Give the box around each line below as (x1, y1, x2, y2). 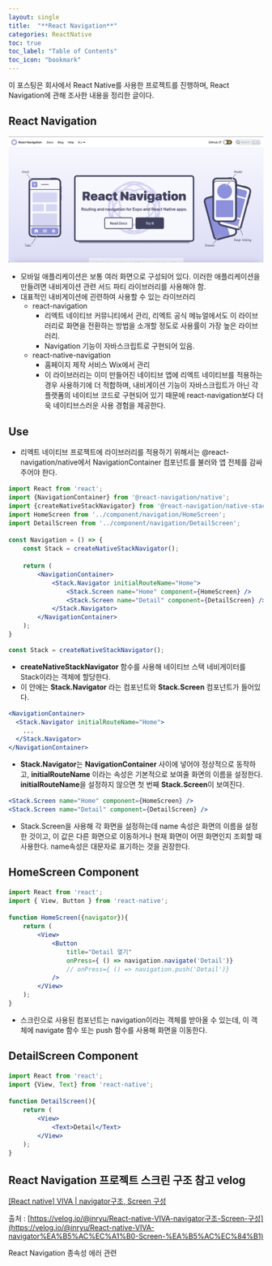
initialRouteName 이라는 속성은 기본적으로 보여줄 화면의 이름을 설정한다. (31, 770, 263, 780)
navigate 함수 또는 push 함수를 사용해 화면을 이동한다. (35, 1025, 208, 1035)
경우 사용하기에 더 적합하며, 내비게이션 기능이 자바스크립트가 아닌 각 (44, 380, 259, 390)
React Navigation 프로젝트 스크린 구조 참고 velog (8, 1173, 246, 1187)
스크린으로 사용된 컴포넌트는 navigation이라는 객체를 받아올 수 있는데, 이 (19, 1015, 249, 1025)
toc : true (8, 39, 42, 47)
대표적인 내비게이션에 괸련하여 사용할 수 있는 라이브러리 (19, 292, 196, 302)
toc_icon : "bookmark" (8, 56, 82, 64)
